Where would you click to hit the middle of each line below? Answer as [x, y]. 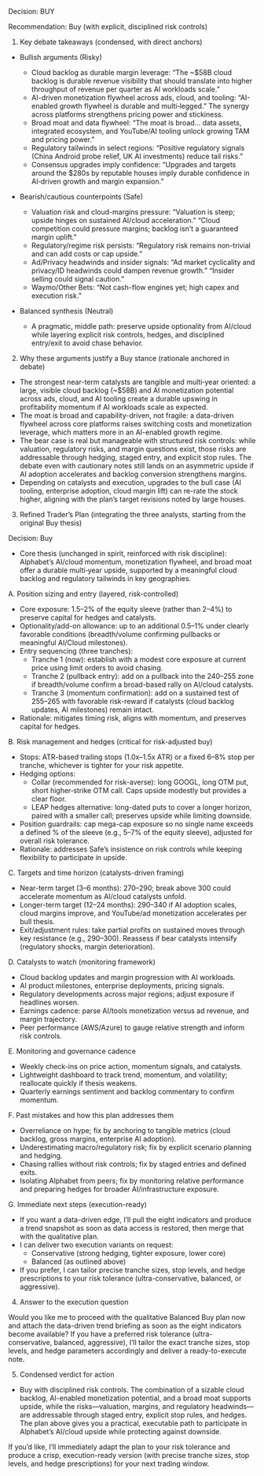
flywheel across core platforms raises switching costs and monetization [136, 424]
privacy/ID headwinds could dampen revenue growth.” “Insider [133, 270]
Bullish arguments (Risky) [60, 57]
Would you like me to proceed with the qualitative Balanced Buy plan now [127, 1317]
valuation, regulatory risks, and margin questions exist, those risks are [133, 449]
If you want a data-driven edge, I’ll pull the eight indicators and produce [136, 1220]
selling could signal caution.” [77, 279]
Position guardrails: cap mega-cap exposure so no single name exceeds [136, 824]
